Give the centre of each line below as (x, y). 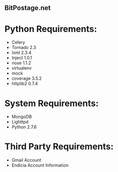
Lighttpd (20, 122)
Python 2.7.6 (24, 127)
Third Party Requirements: (59, 146)
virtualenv (22, 68)
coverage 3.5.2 (27, 78)
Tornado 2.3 (24, 48)
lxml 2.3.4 (22, 52)
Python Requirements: (51, 29)
